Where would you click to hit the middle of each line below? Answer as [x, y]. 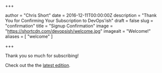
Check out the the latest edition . [38, 65]
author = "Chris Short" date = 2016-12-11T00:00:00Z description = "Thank [81, 15]
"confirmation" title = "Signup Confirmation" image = [59, 26]
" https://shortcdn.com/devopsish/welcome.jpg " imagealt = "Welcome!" [78, 31]
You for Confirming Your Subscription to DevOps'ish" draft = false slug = [79, 21]
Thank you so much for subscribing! [42, 56]
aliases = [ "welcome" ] [29, 36]
